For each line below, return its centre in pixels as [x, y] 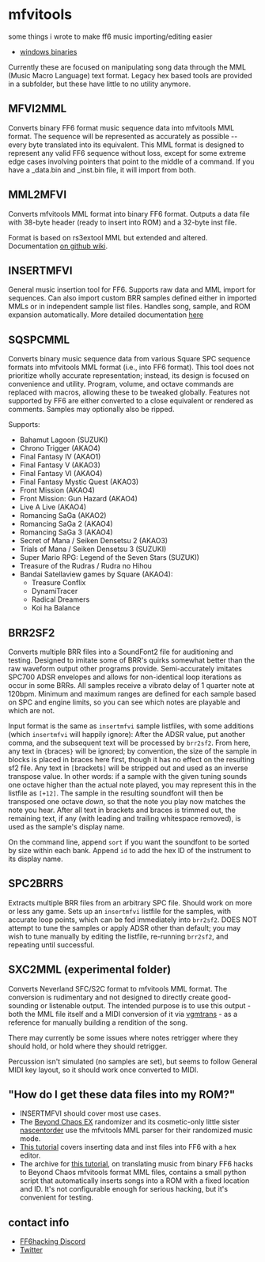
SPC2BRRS [36, 884]
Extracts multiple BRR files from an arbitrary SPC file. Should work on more [130, 902]
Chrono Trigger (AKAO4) [60, 448]
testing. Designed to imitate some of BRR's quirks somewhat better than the [132, 660]
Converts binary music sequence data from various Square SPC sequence [129, 359]
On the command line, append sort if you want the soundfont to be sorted [129, 842]
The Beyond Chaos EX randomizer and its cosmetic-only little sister [129, 1122]
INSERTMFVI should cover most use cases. [90, 1113]
